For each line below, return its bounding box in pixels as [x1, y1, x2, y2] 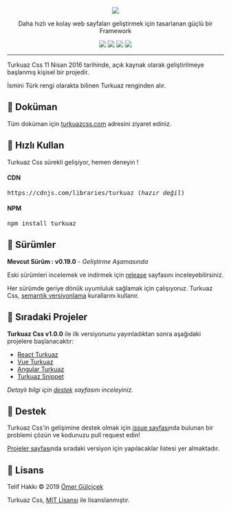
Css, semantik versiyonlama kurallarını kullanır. [7, 291, 140, 300]
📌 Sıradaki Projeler [7, 311, 88, 323]
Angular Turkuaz [16, 365, 65, 373]
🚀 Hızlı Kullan [7, 140, 65, 152]
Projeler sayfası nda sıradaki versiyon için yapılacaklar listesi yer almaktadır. [7, 444, 220, 452]
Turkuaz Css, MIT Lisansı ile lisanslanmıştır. [7, 496, 130, 504]
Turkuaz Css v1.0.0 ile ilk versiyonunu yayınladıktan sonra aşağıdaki [7, 329, 201, 337]
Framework [99, 27, 132, 34]
